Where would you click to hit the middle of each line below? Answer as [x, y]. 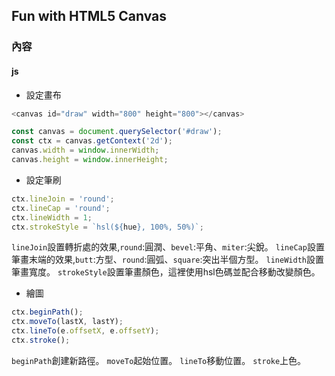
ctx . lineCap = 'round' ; [61, 208]
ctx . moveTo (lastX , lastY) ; [67, 322]
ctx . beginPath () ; [47, 312]
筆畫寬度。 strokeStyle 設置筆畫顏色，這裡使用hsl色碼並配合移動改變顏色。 [166, 272]
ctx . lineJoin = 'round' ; [63, 199]
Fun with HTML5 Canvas [89, 16]
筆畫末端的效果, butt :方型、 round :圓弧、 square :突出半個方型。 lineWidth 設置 [167, 260]
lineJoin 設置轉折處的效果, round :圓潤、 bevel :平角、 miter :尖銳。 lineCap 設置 [168, 247]
